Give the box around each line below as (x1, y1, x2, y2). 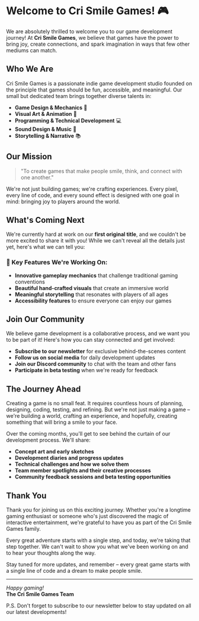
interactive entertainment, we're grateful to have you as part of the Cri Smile (6, 519, 192, 526)
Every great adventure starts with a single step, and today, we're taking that (6, 537, 191, 544)
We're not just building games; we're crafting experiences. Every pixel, (6, 185, 179, 193)
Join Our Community (6, 314, 85, 324)
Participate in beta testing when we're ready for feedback (14, 367, 158, 374)
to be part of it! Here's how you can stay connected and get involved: (6, 336, 175, 343)
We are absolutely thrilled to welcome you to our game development (6, 27, 173, 35)
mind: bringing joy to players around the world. (6, 198, 120, 205)
